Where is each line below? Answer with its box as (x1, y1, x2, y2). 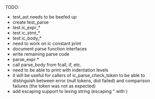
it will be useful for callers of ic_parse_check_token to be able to (12, 72, 145, 78)
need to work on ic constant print (12, 40, 81, 46)
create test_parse (12, 19, 49, 25)
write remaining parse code (12, 51, 70, 57)
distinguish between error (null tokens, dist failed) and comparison (12, 77, 150, 83)
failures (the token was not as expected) (12, 83, 96, 89)
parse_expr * (12, 56, 39, 62)
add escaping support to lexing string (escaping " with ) (12, 88, 128, 94)
